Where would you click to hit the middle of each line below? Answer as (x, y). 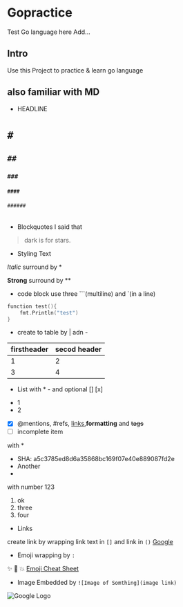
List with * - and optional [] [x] (60, 389)
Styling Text (34, 253)
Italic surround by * (35, 267)
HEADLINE (32, 109)
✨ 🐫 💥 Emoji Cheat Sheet (43, 568)
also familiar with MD (54, 92)
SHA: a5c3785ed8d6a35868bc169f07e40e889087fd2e (96, 458)
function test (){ (32, 306)
